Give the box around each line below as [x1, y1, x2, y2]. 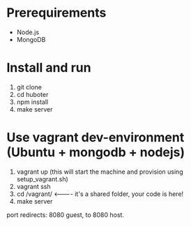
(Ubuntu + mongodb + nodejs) [6, 144, 185, 160]
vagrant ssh [16, 182, 52, 190]
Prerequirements [6, 5, 107, 21]
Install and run [6, 60, 91, 76]
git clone [16, 82, 43, 91]
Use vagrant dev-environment [6, 130, 185, 146]
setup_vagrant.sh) [16, 174, 69, 183]
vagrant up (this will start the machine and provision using [16, 167, 183, 176]
